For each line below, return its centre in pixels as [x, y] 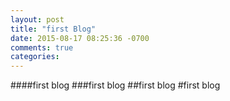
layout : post [37, 19]
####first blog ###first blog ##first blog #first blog [115, 85]
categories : [35, 57]
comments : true [42, 47]
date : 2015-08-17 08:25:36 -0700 [80, 38]
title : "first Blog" [53, 29]
